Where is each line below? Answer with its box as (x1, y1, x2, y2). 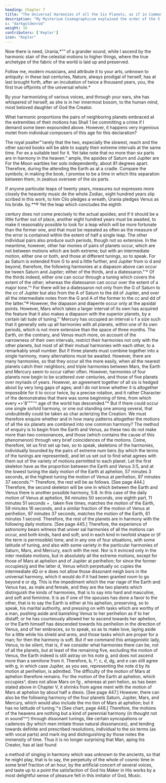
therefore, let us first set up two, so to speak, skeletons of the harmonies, (5, 442, 155, 448)
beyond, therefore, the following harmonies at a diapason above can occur (5, 263, 157, 270)
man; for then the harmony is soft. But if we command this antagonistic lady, (5, 637, 161, 643)
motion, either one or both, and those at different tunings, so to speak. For (5, 253, 156, 259)
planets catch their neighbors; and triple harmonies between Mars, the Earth (5, 363, 161, 369)
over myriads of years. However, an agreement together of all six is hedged (5, 379, 159, 385)
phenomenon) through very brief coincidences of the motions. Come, (5, 437, 147, 443)
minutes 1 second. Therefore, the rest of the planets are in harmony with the (5, 515, 160, 522)
